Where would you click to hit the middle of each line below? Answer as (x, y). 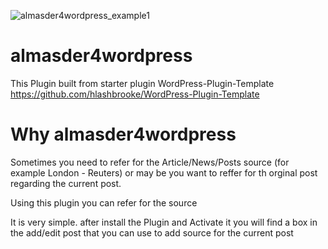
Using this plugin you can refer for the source (104, 202)
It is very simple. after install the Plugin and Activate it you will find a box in (164, 222)
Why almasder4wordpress (123, 134)
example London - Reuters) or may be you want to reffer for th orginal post (164, 172)
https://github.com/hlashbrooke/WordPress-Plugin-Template (135, 94)
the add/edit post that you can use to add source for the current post (152, 232)
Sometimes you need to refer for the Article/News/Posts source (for (150, 162)
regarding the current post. (66, 183)
